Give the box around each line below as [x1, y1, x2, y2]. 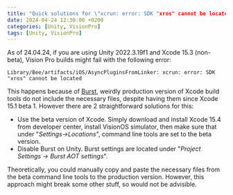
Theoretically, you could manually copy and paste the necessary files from [7, 165, 221, 174]
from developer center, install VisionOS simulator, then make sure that [17, 122, 217, 131]
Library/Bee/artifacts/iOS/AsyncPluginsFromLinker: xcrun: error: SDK [7, 69, 216, 76]
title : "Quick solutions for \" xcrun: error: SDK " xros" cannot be [7, 10, 207, 17]
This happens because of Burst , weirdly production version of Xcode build [7, 87, 220, 95]
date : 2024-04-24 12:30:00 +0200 [7, 17, 104, 24]
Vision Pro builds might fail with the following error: [25, 56, 171, 64]
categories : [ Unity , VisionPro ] [7, 23, 101, 30]
